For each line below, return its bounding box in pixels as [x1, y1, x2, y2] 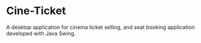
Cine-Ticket [6, 4, 66, 18]
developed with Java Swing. [6, 29, 76, 37]
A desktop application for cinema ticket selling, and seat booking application [6, 24, 195, 31]
